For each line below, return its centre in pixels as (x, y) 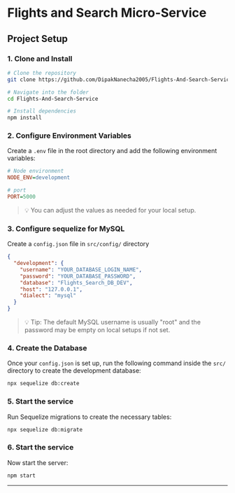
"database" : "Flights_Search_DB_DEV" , (76, 283)
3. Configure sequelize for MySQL (66, 229)
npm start (22, 476)
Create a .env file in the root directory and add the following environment (112, 151)
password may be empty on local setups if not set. (97, 330)
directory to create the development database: (74, 371)
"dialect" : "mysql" (48, 296)
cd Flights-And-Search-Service (53, 99)
